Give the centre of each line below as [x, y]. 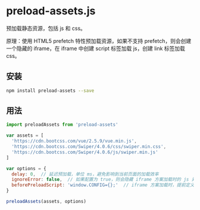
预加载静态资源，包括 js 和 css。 [46, 28]
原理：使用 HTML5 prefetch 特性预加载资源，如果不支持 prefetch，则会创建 [99, 41]
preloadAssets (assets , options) [46, 202]
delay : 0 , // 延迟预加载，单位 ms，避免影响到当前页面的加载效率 [85, 174]
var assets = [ [25, 135]
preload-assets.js [51, 11]
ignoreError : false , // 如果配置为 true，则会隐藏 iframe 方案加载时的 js [100, 180]
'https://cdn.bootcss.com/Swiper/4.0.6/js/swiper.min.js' [85, 152]
